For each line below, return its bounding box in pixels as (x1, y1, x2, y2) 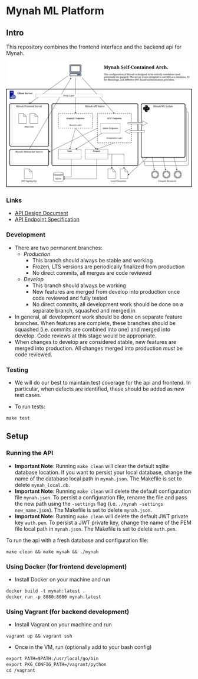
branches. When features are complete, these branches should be (14, 319, 176, 326)
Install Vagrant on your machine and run (14, 621, 112, 628)
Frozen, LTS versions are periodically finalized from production (32, 263, 185, 270)
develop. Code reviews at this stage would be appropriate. (14, 332, 157, 339)
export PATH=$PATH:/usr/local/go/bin (6, 656, 99, 662)
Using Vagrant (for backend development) (6, 607, 130, 616)
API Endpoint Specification (14, 216, 80, 223)
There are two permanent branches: (14, 244, 103, 251)
